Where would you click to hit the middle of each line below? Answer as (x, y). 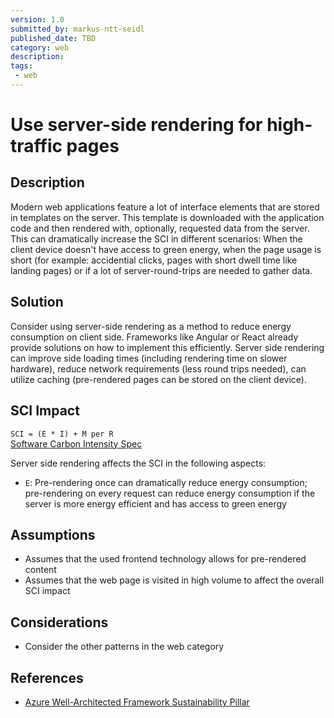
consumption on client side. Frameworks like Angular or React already (154, 337)
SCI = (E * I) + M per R (62, 434)
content (40, 570)
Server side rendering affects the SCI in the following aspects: (138, 463)
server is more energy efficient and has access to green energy (155, 503)
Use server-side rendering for (136, 125)
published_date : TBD (53, 38)
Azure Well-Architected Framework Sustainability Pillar (137, 702)
